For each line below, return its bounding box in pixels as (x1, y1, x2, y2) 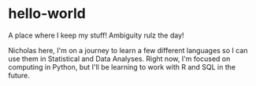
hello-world (8, 5, 87, 23)
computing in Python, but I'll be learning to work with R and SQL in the (8, 62, 236, 71)
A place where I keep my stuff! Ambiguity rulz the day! (8, 30, 184, 40)
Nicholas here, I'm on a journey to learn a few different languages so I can (8, 45, 248, 55)
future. (8, 70, 30, 80)
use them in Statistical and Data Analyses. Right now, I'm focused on (8, 54, 231, 63)
